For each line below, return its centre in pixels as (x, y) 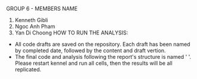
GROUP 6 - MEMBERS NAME (42, 9)
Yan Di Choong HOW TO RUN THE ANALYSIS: (71, 33)
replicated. (28, 69)
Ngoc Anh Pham (35, 26)
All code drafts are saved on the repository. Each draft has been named (102, 44)
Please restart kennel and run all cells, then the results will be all (94, 63)
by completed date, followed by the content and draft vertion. (90, 50)
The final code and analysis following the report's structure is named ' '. (103, 57)
